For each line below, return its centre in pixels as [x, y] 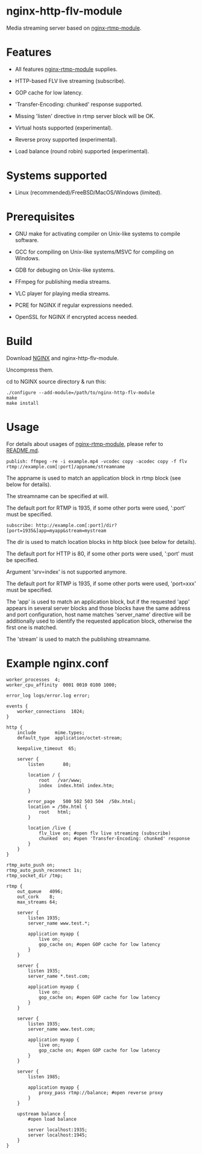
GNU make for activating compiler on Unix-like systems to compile [98, 234]
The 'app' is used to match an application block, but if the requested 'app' [98, 602]
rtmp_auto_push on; [31, 865]
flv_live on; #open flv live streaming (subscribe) [105, 833]
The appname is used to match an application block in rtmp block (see [94, 478]
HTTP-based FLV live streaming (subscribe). [70, 80]
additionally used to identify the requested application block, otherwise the [99, 621]
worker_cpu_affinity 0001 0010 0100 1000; [62, 685]
